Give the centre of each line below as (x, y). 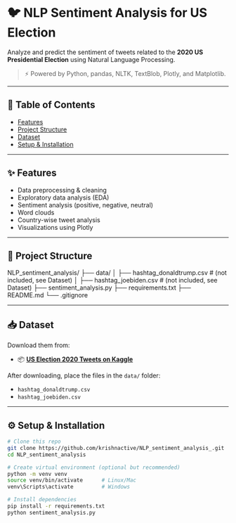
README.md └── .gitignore (48, 295)
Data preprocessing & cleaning (62, 190)
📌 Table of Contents (51, 105)
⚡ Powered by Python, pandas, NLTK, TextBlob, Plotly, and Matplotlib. (125, 73)
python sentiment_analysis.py (52, 512)
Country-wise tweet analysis (59, 220)
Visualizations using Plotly (55, 227)
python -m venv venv (38, 474)
